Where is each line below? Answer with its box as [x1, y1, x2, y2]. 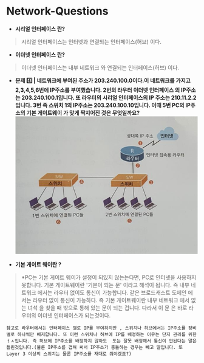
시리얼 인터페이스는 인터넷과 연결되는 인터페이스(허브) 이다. [21, 38, 162, 45]
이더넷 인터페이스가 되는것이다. [37, 311, 111, 319]
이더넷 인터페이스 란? [15, 50, 66, 58]
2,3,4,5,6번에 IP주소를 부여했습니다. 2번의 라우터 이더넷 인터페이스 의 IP [15, 86, 186, 94]
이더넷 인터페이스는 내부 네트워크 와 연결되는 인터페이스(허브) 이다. [21, 64, 180, 71]
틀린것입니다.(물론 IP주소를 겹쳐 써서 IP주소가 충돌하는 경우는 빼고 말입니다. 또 [6, 344, 183, 350]
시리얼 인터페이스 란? [15, 25, 66, 32]
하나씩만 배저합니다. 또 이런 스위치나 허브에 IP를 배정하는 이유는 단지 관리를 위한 [17, 331, 197, 337]
